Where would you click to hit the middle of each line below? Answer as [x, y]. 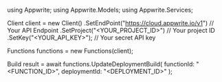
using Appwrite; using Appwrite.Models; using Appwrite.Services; [100, 10]
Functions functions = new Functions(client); [70, 51]
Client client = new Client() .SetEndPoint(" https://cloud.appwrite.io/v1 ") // [111, 23]
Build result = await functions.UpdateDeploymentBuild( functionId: [101, 64]
